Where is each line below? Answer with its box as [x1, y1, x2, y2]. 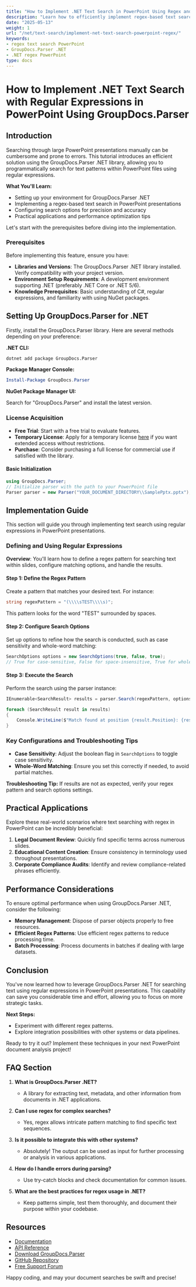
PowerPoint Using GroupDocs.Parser [6, 108, 190, 121]
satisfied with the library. [14, 452, 74, 459]
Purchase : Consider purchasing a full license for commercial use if [14, 446, 176, 453]
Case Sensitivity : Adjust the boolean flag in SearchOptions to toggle [14, 750, 178, 757]
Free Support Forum [14, 1262, 63, 1269]
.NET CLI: [6, 344, 30, 351]
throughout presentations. [14, 855, 78, 862]
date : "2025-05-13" [6, 19, 54, 25]
